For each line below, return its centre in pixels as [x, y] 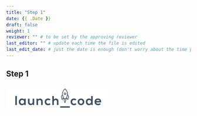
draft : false [22, 25]
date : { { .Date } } [28, 18]
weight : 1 [18, 31]
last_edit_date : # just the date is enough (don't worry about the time [97, 50]
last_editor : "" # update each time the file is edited [76, 43]
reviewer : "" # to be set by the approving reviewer [72, 37]
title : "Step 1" [26, 12]
